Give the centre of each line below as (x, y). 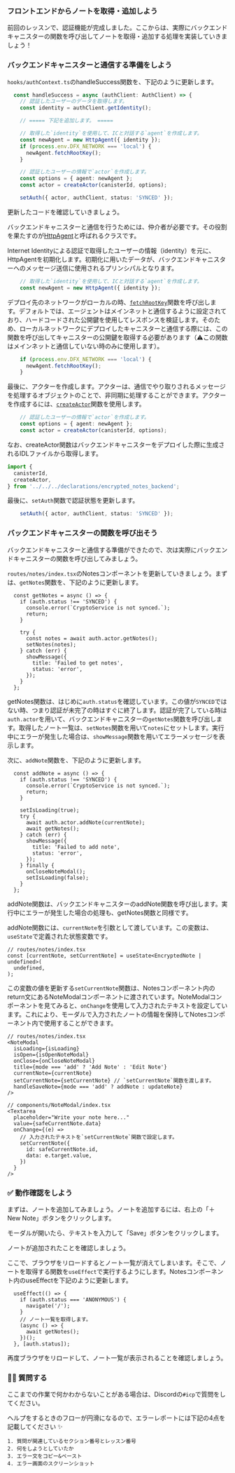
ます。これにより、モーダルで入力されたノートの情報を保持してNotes (107, 1014)
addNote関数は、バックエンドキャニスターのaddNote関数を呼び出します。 (114, 904)
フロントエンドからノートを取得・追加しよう (83, 11)
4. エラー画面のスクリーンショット (51, 1464)
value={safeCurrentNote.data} (57, 1123)
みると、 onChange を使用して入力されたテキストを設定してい (142, 1005)
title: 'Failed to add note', (76, 847)
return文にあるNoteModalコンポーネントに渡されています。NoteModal (108, 996)
